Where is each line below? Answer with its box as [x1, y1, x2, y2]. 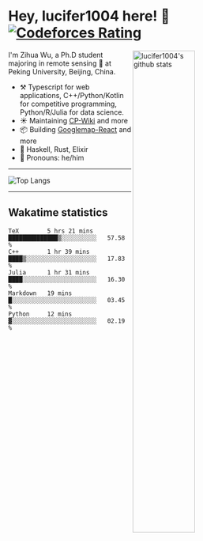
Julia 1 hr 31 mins [8, 268, 90, 276]
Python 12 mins [8, 310, 73, 318]
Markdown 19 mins [8, 289, 73, 297]
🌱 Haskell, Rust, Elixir [19, 144, 88, 153]
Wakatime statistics [8, 206, 108, 220]
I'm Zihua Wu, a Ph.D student [8, 50, 103, 59]
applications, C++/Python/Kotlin [19, 90, 124, 100]
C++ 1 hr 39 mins [8, 248, 90, 255]
